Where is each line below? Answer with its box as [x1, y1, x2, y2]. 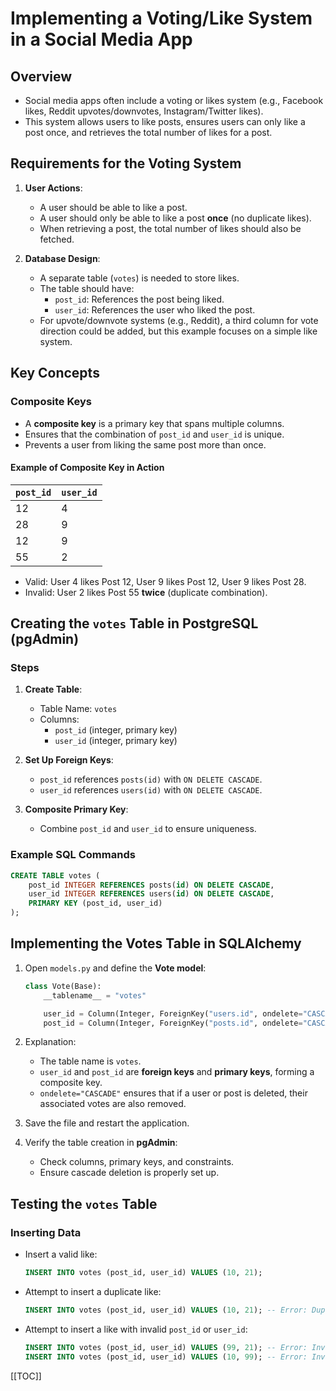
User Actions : [24, 182, 83, 194]
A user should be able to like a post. [39, 201, 188, 213]
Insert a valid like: [24, 1248, 98, 1261]
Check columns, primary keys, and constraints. [39, 1156, 235, 1168]
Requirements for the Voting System [10, 155, 242, 172]
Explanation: [24, 1036, 77, 1048]
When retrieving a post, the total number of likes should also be [39, 222, 302, 234]
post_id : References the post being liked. [54, 293, 225, 305]
